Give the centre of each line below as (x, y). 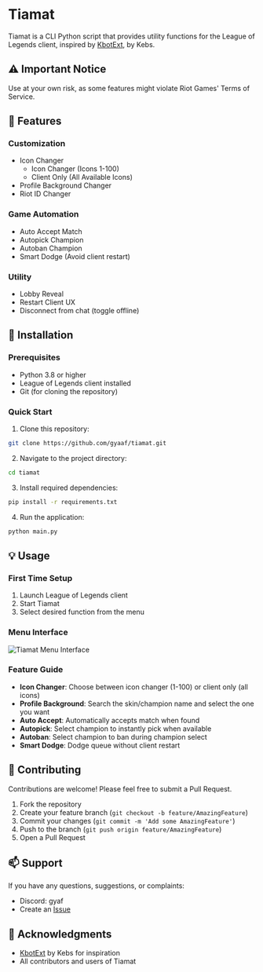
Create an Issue (45, 909)
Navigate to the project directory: (73, 458)
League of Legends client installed (75, 383)
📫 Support (35, 863)
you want (35, 711)
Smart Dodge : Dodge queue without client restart (100, 745)
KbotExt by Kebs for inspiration (69, 953)
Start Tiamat (40, 604)
